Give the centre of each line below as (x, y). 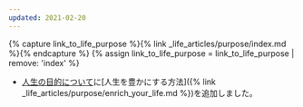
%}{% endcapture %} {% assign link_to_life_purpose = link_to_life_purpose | (151, 53)
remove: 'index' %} (44, 63)
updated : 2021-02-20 (48, 18)
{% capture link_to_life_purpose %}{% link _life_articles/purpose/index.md (147, 44)
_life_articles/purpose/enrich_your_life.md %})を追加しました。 (139, 92)
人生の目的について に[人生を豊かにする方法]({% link (119, 82)
